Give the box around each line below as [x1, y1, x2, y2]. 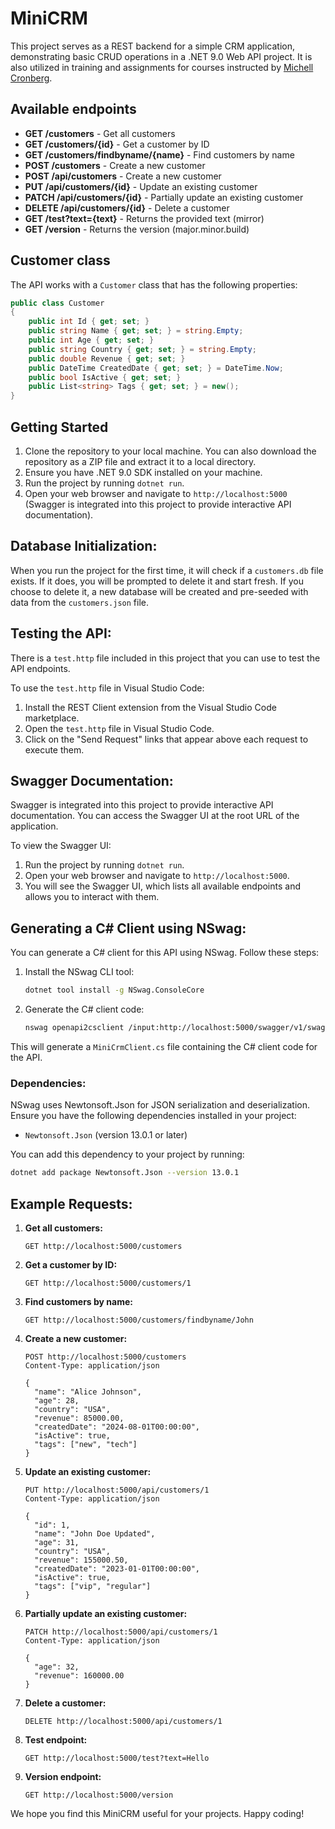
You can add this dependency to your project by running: [10, 1148, 245, 1161]
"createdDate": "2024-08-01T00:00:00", [34, 1422, 200, 1432]
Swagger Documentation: [10, 773, 174, 790]
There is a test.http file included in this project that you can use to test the [10, 652, 321, 664]
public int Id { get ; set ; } [28, 317, 150, 327]
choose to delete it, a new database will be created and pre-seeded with [10, 585, 309, 597]
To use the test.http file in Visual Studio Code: [10, 682, 205, 694]
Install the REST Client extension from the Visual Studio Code [24, 701, 277, 713]
